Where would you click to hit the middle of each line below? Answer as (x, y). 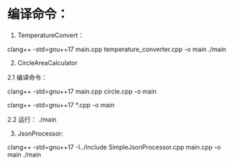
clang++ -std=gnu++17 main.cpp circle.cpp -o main (82, 91)
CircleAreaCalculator (47, 62)
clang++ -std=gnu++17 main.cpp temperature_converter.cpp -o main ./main (117, 49)
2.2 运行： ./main (32, 119)
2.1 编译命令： (27, 77)
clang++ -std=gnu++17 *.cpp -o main (61, 105)
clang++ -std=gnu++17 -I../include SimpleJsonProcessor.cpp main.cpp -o (114, 147)
